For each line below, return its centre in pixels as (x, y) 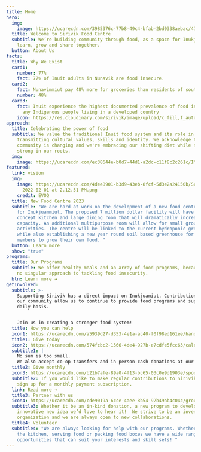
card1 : (20, 67)
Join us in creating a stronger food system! (75, 323)
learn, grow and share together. (59, 45)
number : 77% (32, 73)
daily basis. (33, 307)
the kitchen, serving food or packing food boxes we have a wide (100, 434)
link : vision (28, 173)
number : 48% (32, 95)
